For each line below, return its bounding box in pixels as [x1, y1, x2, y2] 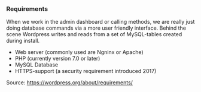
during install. [6, 37, 40, 45]
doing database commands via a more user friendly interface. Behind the [6, 24, 187, 31]
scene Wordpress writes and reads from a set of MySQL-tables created [6, 31, 182, 38]
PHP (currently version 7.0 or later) [14, 55, 100, 62]
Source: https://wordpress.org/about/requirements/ [6, 79, 133, 86]
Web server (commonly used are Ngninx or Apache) [14, 49, 144, 56]
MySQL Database [14, 61, 59, 68]
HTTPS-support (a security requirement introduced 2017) [14, 68, 157, 75]
